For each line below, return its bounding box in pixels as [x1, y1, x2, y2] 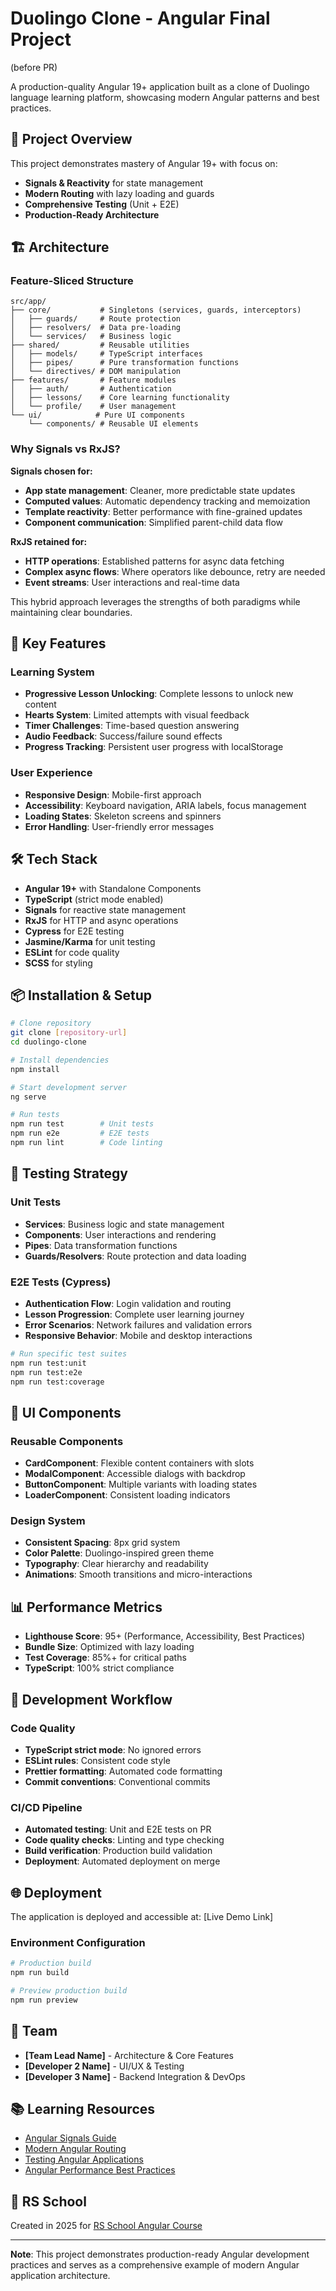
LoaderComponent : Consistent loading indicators [24, 1489, 231, 1501]
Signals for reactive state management [24, 903, 186, 916]
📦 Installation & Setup [10, 987, 153, 1004]
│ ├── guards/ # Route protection [10, 314, 182, 324]
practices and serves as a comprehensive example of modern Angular [10, 2259, 300, 2271]
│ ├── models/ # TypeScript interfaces [10, 349, 203, 359]
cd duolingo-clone [10, 1037, 87, 1047]
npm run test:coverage [10, 1377, 105, 1387]
